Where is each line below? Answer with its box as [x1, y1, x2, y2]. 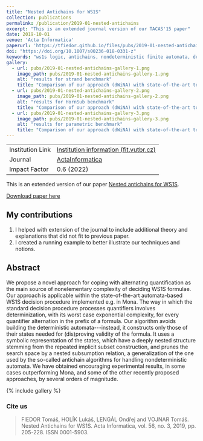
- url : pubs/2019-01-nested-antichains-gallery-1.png [11, 65, 150, 71]
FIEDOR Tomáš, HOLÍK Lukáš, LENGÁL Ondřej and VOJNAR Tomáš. [21, 416, 189, 423]
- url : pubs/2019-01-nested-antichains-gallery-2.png [11, 88, 150, 94]
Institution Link [9, 146, 51, 154]
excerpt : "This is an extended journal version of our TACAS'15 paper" [6, 25, 190, 32]
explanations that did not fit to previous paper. [14, 232, 130, 240]
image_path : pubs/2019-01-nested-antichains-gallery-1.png [17, 71, 169, 77]
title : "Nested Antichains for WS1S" [6, 8, 101, 15]
